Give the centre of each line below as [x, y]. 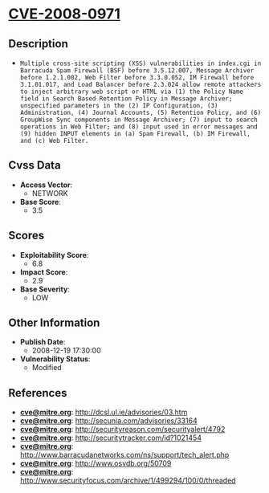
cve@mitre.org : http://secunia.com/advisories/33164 [109, 421]
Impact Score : [44, 272]
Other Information [54, 323]
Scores [26, 236]
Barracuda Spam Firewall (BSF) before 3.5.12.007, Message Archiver [137, 71]
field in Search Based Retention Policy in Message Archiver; [126, 99]
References [38, 393]
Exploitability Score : [54, 255]
